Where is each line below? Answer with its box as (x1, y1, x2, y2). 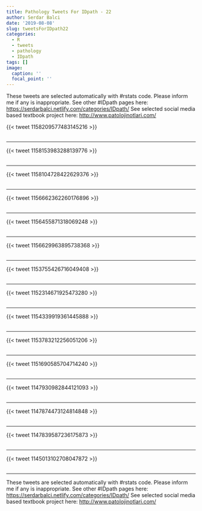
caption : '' (11, 70, 42, 76)
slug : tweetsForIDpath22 (6, 25, 69, 32)
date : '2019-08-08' (6, 20, 55, 26)
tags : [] (6, 59, 28, 65)
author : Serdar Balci (6, 14, 61, 20)
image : (6, 64, 23, 71)
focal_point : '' (11, 76, 52, 82)
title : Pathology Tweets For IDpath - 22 (6, 8, 112, 15)
